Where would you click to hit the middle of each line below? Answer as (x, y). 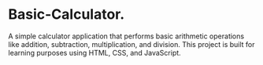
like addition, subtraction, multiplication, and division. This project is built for (131, 44)
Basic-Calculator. (67, 14)
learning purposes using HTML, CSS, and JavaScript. (94, 52)
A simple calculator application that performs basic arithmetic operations (126, 36)
